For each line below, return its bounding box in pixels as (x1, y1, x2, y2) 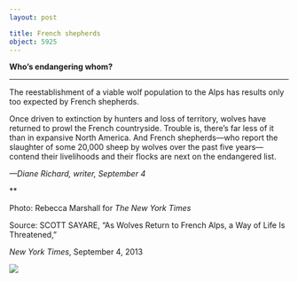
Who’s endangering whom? (9, 61, 114, 72)
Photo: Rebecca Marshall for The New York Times (9, 203, 192, 214)
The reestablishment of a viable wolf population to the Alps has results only (9, 87, 285, 98)
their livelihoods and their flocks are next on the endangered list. (41, 152, 277, 162)
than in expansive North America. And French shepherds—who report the (9, 132, 278, 143)
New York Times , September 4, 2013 (9, 247, 144, 257)
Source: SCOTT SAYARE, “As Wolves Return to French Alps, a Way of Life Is (9, 220, 286, 231)
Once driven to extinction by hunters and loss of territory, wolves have (9, 114, 266, 124)
